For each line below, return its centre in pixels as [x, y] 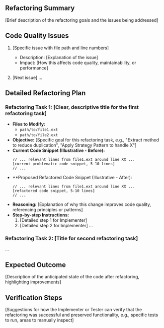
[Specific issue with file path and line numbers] [61, 48]
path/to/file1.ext [39, 130]
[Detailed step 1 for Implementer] [53, 220]
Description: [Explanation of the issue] [59, 57]
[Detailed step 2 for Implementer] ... [56, 226]
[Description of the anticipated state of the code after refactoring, [72, 277]
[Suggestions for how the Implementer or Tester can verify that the [74, 310]
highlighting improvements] [33, 282]
